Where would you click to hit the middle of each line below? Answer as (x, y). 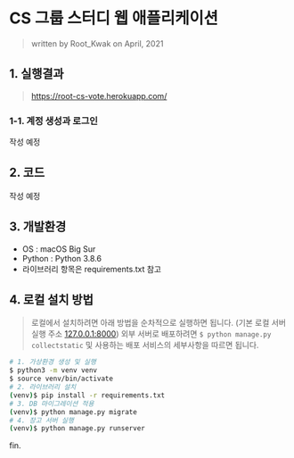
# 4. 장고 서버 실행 (41, 421)
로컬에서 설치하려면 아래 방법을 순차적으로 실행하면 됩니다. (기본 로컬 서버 (159, 323)
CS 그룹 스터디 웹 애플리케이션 (114, 18)
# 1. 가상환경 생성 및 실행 (53, 362)
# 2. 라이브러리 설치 (43, 387)
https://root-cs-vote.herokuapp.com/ (99, 96)
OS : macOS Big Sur (59, 249)
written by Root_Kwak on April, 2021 (97, 43)
